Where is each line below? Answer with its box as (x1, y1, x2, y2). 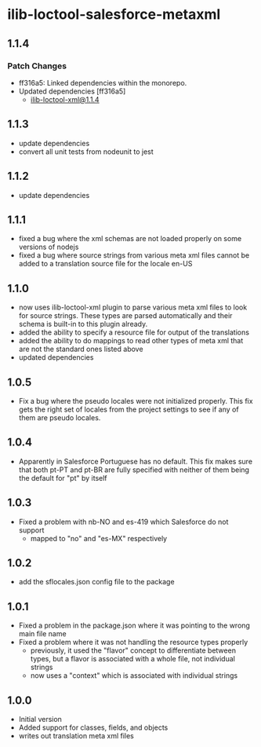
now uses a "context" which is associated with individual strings (30, 671, 238, 680)
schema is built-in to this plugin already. (18, 320, 148, 329)
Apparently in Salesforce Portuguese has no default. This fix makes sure (18, 456, 252, 466)
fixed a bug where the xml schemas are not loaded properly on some (18, 234, 242, 244)
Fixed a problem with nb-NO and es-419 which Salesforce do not (18, 517, 229, 526)
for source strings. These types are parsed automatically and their (18, 311, 233, 320)
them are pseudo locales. (18, 412, 101, 422)
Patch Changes (7, 60, 67, 71)
